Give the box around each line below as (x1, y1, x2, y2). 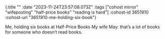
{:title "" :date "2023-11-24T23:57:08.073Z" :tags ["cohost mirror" (5, 4, 139, 10)
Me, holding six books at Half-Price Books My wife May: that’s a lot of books (5, 24, 160, 30)
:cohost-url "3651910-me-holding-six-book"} (5, 15, 97, 20)
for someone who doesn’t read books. (5, 29, 83, 35)
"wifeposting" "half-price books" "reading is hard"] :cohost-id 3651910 (5, 9, 149, 15)
